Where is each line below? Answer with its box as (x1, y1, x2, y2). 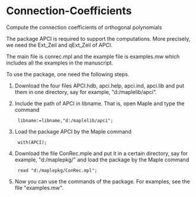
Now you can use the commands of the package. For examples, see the (14, 177, 191, 185)
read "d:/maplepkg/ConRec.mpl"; (17, 167, 98, 173)
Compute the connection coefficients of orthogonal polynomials (6, 24, 162, 31)
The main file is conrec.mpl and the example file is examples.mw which (6, 53, 180, 60)
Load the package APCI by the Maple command (14, 128, 132, 135)
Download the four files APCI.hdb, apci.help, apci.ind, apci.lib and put (14, 82, 185, 89)
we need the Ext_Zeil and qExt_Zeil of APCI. (6, 41, 113, 49)
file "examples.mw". (14, 184, 64, 191)
